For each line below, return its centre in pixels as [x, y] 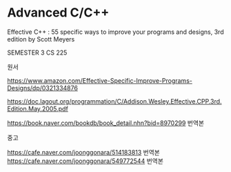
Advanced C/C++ [58, 13]
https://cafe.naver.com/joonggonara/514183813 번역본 [83, 152]
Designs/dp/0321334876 [42, 88]
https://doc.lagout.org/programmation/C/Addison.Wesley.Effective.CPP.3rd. [114, 101]
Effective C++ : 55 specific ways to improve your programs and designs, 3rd [115, 32]
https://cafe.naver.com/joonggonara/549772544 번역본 [86, 161]
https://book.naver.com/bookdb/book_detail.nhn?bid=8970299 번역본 [106, 123]
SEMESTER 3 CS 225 [37, 52]
